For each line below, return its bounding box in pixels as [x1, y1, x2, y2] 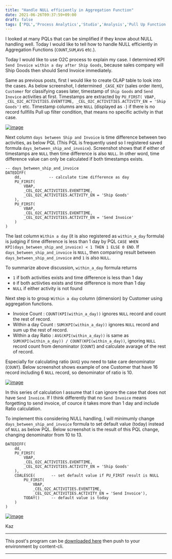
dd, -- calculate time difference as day [14, 175, 130, 180]
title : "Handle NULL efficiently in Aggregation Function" [5, 7, 134, 13]
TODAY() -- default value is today [24, 496, 109, 501]
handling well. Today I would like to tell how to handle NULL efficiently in [5, 41, 158, 48]
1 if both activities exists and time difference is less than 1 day [12, 275, 143, 281]
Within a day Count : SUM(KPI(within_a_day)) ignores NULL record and [12, 322, 159, 328]
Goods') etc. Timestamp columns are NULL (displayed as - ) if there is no [5, 103, 155, 110]
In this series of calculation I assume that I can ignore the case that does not [5, 389, 166, 395]
